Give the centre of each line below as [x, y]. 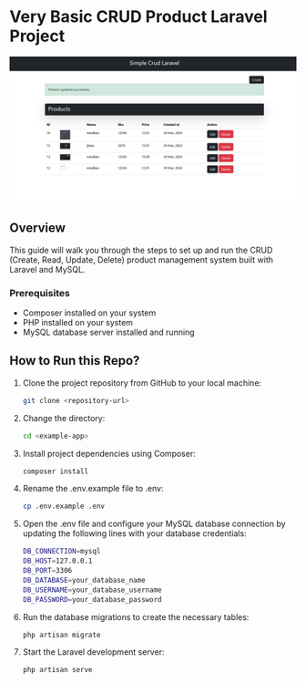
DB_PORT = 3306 [47, 571]
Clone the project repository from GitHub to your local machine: [142, 383]
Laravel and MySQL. [47, 269]
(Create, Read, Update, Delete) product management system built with [142, 259]
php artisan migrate [61, 635]
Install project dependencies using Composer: [109, 453]
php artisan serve [57, 670]
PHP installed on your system [78, 322]
